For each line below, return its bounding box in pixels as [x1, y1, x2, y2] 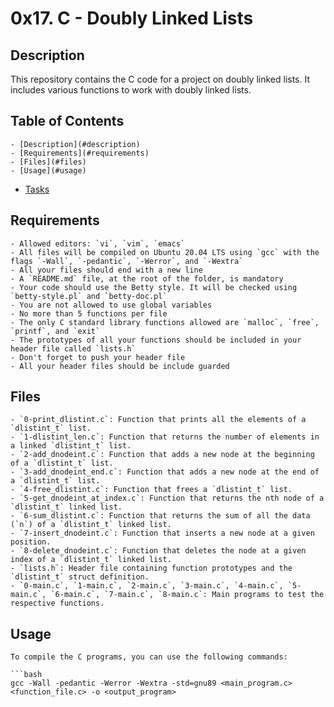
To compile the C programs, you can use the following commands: [10, 652, 288, 662]
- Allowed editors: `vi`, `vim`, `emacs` [10, 238, 186, 249]
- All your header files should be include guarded [10, 361, 230, 371]
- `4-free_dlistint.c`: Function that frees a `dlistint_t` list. [10, 485, 293, 495]
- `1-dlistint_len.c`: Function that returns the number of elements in [10, 432, 320, 442]
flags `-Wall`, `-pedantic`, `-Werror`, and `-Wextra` [10, 256, 244, 266]
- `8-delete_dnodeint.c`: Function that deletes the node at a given [10, 546, 307, 556]
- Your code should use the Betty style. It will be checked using [10, 282, 298, 292]
